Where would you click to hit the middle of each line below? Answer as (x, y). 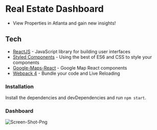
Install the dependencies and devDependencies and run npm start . (76, 98)
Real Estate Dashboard (54, 9)
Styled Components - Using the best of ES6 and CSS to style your (82, 57)
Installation (20, 86)
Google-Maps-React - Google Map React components (70, 68)
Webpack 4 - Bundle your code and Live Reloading (66, 73)
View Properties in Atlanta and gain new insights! (64, 23)
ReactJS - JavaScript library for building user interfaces (71, 51)
